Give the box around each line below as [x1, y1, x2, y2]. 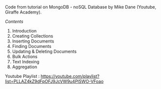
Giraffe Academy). [5, 9, 42, 15]
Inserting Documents [12, 38, 54, 44]
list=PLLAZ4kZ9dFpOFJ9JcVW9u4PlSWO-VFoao [5, 78, 104, 84]
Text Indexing [12, 59, 40, 64]
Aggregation [12, 64, 37, 70]
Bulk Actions [12, 54, 37, 59]
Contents [5, 19, 23, 24]
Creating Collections [12, 33, 54, 39]
